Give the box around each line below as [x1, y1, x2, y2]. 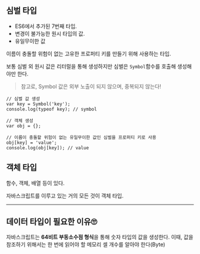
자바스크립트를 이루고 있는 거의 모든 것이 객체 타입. [6, 192, 124, 199]
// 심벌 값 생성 [6, 96, 40, 102]
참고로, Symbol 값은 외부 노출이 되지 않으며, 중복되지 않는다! [20, 83, 162, 90]
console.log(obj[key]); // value [6, 145, 89, 150]
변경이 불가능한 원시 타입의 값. [14, 30, 85, 37]
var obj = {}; [6, 123, 42, 129]
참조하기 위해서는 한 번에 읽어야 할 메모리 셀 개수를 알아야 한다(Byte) [6, 241, 165, 248]
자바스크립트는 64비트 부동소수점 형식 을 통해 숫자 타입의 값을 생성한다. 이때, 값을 [6, 234, 193, 241]
